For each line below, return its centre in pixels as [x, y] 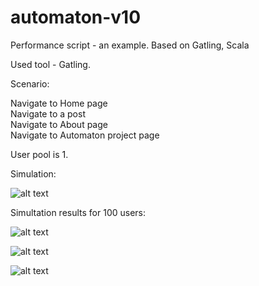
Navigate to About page [59, 124]
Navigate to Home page [59, 103]
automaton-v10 [76, 17]
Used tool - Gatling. [50, 64]
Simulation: [33, 173]
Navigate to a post [48, 113]
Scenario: [30, 83]
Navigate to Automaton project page [85, 135]
